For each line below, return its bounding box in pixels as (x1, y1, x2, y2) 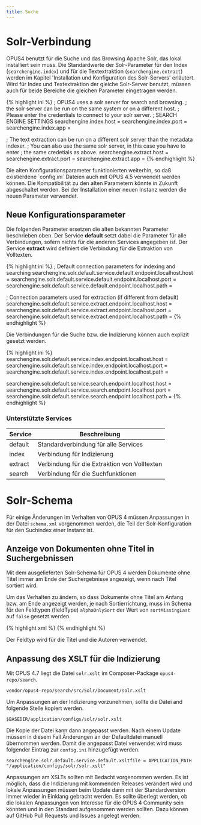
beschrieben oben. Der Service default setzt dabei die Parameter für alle (6, 232, 187, 239)
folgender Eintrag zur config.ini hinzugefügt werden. (6, 746, 140, 753)
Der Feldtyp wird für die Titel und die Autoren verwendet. (6, 636, 148, 644)
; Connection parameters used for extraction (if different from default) (6, 293, 179, 301)
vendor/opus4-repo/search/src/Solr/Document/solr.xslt (6, 688, 146, 694)
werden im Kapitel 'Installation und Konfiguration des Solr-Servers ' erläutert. (6, 74, 195, 81)
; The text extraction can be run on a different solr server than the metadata (6, 136, 193, 143)
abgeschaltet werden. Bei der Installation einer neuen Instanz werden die (6, 186, 187, 193)
